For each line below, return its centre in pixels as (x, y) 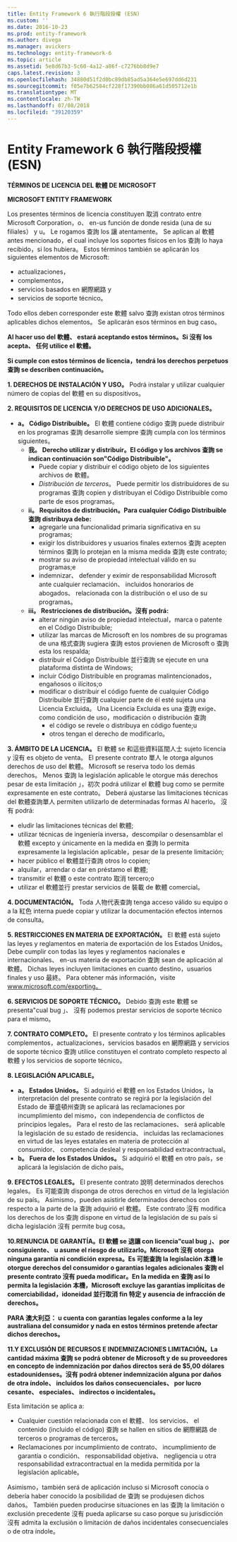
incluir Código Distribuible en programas (97, 676)
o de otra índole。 (34, 1531)
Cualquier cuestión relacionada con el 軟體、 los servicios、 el (108, 1420)
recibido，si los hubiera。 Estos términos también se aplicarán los (103, 249)
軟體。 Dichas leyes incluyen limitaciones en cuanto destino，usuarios (110, 969)
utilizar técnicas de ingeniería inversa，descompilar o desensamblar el (120, 834)
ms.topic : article (34, 60)
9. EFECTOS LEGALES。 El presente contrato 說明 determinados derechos (116, 1182)
